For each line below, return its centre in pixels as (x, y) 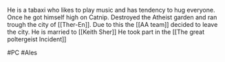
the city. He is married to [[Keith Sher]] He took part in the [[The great (106, 32)
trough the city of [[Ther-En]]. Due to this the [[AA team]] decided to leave (112, 24)
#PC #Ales (22, 52)
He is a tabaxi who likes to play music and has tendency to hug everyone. (111, 10)
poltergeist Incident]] (37, 39)
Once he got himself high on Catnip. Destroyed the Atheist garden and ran (112, 17)
